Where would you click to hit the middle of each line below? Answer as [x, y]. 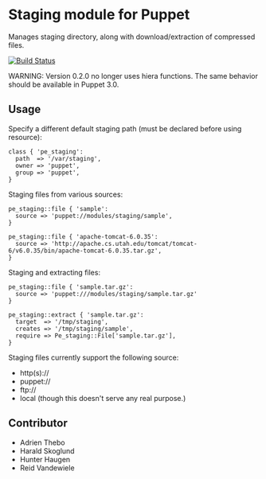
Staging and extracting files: [55, 272]
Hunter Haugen [45, 459]
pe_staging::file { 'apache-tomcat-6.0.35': [83, 236]
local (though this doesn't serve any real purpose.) [103, 398]
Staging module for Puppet [99, 15]
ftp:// [28, 389]
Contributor [38, 423]
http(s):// [34, 372]
